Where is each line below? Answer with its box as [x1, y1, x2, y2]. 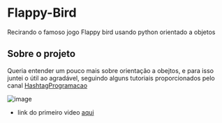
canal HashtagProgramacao [7, 81, 88, 90]
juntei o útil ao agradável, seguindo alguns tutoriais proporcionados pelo [7, 74, 215, 82]
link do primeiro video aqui [17, 108, 94, 116]
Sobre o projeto [7, 48, 75, 60]
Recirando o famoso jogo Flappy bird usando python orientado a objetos [7, 28, 216, 36]
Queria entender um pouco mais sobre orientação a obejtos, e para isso [7, 66, 214, 74]
